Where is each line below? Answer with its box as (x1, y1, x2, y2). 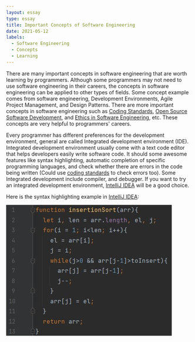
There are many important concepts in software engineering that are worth (6, 70, 187, 77)
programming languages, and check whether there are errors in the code (6, 163, 183, 170)
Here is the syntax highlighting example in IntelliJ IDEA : (6, 193, 139, 200)
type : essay (6, 15, 35, 22)
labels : (6, 34, 25, 41)
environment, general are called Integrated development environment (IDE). (6, 137, 189, 144)
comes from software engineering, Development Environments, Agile (6, 95, 173, 102)
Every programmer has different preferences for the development (6, 131, 164, 139)
